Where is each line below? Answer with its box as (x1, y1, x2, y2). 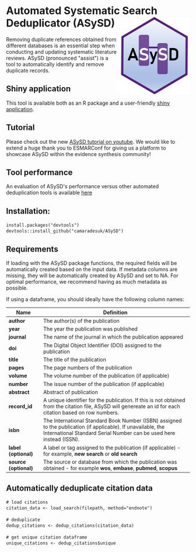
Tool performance (6, 167, 73, 177)
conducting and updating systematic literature (6, 48, 117, 55)
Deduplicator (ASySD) (6, 16, 116, 30)
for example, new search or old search (43, 450, 138, 457)
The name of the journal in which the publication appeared (43, 333, 184, 340)
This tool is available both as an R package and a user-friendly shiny (6, 99, 170, 106)
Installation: (6, 206, 51, 216)
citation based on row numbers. (43, 409, 120, 416)
